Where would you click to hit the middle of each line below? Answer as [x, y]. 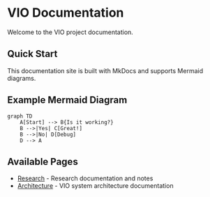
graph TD [20, 116]
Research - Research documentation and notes [85, 178]
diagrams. [22, 78]
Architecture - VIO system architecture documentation [95, 186]
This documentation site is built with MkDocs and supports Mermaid [105, 70]
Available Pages [43, 161]
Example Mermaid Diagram [67, 100]
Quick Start [32, 54]
